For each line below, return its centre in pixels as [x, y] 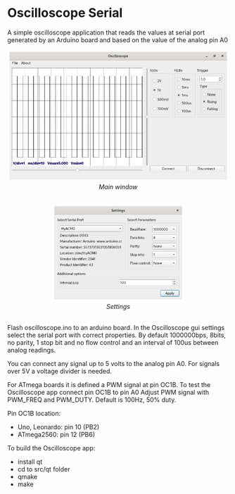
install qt [30, 462]
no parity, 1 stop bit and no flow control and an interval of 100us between [113, 343]
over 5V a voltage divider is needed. [60, 372]
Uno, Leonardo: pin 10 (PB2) [58, 427]
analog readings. [32, 350]
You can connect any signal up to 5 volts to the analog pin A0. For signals [114, 364]
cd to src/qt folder [44, 469]
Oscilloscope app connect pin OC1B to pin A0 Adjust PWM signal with [108, 393]
